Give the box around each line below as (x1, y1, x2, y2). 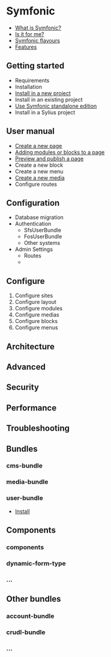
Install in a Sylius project (14, 108, 76, 116)
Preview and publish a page (14, 155, 84, 162)
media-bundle (6, 478, 49, 486)
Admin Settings (14, 245, 53, 253)
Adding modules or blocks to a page (14, 149, 105, 156)
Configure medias (14, 311, 59, 318)
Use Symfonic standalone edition (14, 102, 97, 109)
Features (14, 43, 37, 51)
